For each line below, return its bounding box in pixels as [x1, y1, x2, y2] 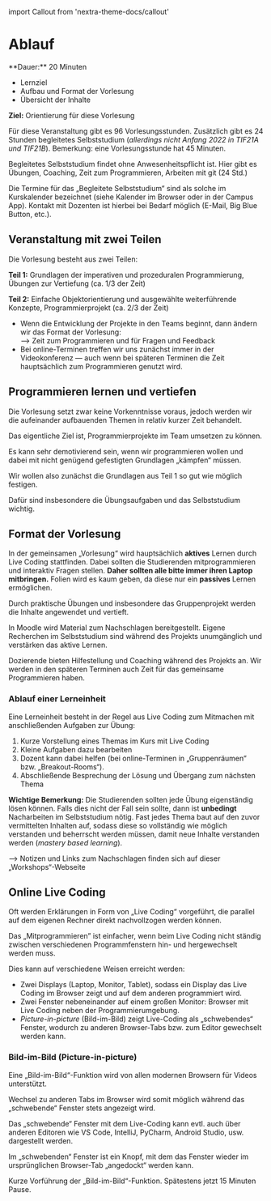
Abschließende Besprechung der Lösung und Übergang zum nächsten [19, 770, 256, 780]
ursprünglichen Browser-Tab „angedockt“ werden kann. [8, 1160, 194, 1169]
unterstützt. [8, 1079, 47, 1088]
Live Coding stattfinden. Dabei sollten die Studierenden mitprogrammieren [8, 557, 256, 567]
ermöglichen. [8, 583, 53, 593]
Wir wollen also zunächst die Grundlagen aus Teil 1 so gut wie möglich [8, 471, 243, 480]
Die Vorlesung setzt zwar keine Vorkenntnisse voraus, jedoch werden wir [8, 407, 252, 416]
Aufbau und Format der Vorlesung [19, 86, 134, 96]
